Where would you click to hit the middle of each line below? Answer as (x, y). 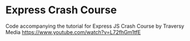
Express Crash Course (61, 10)
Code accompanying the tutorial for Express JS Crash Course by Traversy (95, 26)
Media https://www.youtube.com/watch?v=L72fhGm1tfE (73, 32)
